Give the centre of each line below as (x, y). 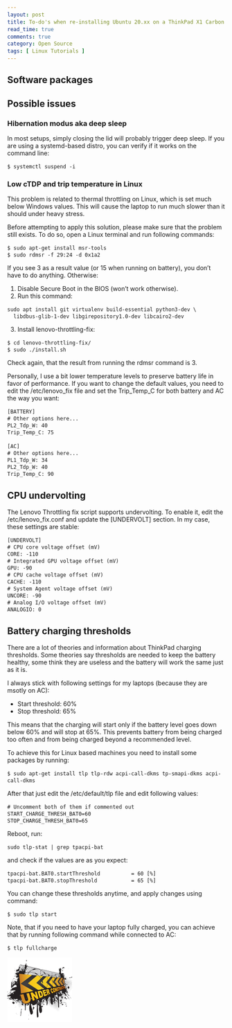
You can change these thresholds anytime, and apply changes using (105, 893)
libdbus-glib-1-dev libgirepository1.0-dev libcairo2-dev (99, 317)
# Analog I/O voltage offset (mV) (57, 603)
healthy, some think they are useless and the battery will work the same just (115, 662)
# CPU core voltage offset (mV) (54, 547)
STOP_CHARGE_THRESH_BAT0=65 (48, 821)
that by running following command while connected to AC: (92, 934)
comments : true (29, 37)
